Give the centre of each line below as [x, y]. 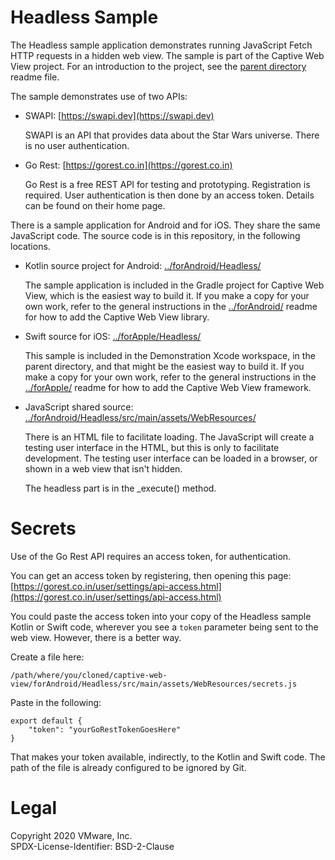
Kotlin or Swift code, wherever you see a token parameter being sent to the [164, 627]
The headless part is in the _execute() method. [120, 488]
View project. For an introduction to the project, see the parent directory [158, 66]
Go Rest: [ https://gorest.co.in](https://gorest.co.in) [128, 165]
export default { [46, 721]
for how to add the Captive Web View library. [117, 317]
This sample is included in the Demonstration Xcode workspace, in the [170, 355]
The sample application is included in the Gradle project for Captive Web [174, 285]
